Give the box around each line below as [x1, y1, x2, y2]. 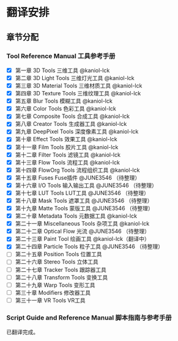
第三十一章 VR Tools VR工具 [15, 296, 86, 304]
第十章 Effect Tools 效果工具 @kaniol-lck [15, 136, 117, 143]
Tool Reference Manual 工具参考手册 [6, 51, 116, 60]
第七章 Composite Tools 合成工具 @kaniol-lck [15, 112, 130, 120]
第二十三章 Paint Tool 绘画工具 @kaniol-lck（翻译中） [15, 235, 150, 243]
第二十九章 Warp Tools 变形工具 [15, 281, 96, 288]
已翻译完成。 [6, 328, 39, 336]
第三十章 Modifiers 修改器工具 [15, 288, 91, 296]
